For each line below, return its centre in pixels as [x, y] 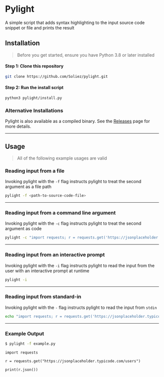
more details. [18, 126]
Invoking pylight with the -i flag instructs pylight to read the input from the [80, 265]
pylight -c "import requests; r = [40, 238]
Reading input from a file [35, 171]
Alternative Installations [34, 110]
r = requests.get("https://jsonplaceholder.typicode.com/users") [73, 361]
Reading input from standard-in [43, 297]
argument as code [23, 229]
